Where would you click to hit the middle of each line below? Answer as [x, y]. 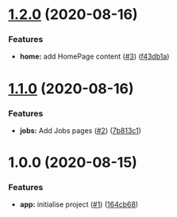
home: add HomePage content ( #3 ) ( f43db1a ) [94, 56]
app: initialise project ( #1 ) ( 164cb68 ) [79, 204]
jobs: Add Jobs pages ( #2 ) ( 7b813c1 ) [80, 130]
